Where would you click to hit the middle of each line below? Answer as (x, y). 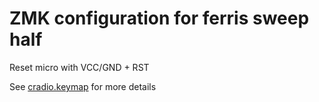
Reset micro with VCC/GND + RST (79, 67)
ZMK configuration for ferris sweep (159, 18)
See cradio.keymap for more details (83, 86)
